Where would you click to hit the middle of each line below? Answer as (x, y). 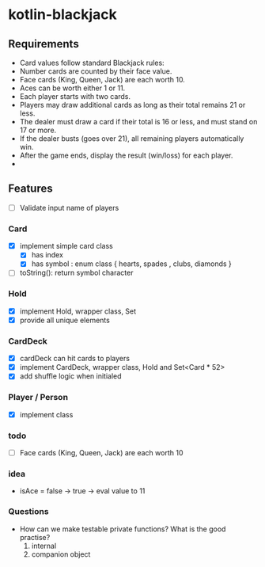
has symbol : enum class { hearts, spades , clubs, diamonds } (131, 264)
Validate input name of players (69, 207)
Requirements (44, 44)
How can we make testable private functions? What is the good (123, 529)
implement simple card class (66, 246)
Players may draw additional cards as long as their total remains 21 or (132, 105)
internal (44, 546)
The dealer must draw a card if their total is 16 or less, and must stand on (138, 122)
